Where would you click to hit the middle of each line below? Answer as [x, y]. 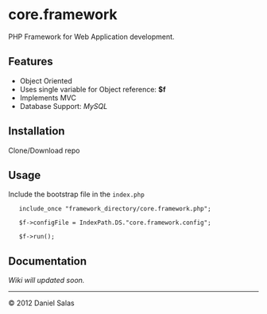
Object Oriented [46, 80]
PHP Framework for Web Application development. [91, 37]
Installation [37, 132]
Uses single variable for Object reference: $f [93, 89]
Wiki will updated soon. [46, 281]
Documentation [48, 261]
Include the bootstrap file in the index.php [76, 194]
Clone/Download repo [44, 150]
